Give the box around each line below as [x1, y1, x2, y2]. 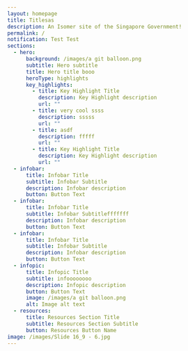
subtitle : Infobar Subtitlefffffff [25, 211, 130, 218]
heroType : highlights [25, 74, 89, 82]
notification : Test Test [7, 36, 79, 43]
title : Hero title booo [25, 68, 95, 75]
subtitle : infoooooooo [25, 275, 92, 282]
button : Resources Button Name [25, 327, 117, 334]
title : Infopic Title [25, 268, 89, 275]
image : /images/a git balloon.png [25, 295, 127, 302]
